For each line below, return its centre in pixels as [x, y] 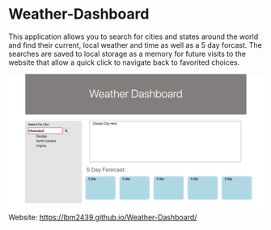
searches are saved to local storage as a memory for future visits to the [127, 53]
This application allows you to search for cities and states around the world [133, 36]
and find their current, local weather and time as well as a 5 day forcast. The [135, 45]
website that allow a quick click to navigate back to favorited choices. [124, 62]
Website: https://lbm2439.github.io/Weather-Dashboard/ [103, 217]
